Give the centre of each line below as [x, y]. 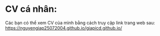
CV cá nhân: [31, 9]
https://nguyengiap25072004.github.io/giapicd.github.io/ [64, 28]
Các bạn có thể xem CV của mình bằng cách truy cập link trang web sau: [80, 23]
